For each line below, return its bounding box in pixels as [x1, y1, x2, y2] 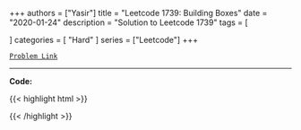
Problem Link [9, 52, 58, 61]
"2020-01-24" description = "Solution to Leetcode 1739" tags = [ [9, 17, 248, 28]
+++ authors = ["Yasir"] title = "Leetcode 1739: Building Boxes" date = [9, 8, 268, 18]
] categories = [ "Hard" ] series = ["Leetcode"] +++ [9, 35, 199, 45]
